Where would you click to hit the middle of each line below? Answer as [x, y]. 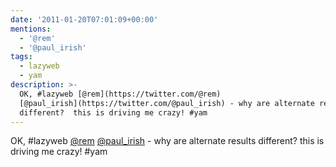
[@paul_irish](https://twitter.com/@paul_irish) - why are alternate [167, 103]
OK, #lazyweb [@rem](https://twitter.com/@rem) [120, 94]
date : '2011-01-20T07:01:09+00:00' [84, 19]
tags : [21, 57]
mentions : [31, 29]
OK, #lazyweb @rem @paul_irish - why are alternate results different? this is [167, 141]
